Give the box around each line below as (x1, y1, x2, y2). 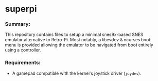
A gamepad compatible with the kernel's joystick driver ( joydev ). (12, 70, 141, 76)
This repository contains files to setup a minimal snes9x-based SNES (5, 32, 143, 37)
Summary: (5, 21, 31, 28)
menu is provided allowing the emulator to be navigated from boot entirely (5, 42, 154, 48)
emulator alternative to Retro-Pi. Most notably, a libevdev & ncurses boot (5, 37, 151, 43)
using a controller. (5, 47, 41, 53)
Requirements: (5, 59, 41, 66)
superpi (5, 3, 37, 15)
